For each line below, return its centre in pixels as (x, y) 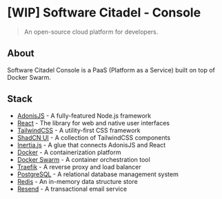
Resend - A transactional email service (72, 189)
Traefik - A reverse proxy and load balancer (79, 167)
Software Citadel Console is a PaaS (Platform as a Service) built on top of (111, 70)
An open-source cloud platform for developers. (91, 32)
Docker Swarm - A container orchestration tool (83, 159)
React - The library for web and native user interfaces (93, 123)
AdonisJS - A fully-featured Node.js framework (84, 116)
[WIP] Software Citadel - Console (104, 13)
